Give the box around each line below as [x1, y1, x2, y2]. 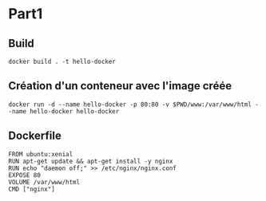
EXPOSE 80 [8, 171, 42, 179]
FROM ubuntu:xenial [8, 150, 73, 158]
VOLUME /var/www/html [8, 178, 81, 186]
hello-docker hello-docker [29, 107, 120, 116]
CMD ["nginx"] [8, 185, 56, 193]
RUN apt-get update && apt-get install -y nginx [8, 157, 173, 165]
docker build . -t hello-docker [8, 57, 116, 65]
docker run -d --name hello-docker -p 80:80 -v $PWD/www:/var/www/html [8, 100, 252, 108]
